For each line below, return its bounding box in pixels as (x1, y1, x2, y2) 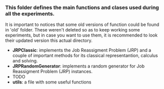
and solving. (12, 58, 38, 64)
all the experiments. (5, 10, 55, 17)
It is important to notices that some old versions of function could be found (5, 21, 159, 27)
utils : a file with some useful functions (12, 79, 91, 85)
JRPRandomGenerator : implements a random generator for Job (12, 63, 145, 69)
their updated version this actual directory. (5, 37, 92, 43)
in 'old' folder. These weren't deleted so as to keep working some (5, 27, 140, 33)
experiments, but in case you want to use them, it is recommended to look (5, 32, 158, 38)
